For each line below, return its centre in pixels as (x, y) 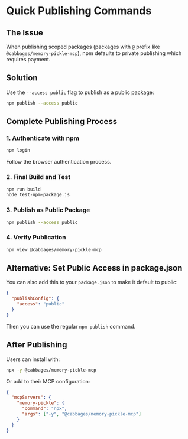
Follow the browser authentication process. (59, 162)
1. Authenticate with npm (43, 138)
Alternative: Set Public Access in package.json (94, 268)
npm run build (24, 189)
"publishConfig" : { (35, 299)
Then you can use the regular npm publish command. (71, 326)
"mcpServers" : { (31, 398)
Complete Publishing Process (62, 121)
